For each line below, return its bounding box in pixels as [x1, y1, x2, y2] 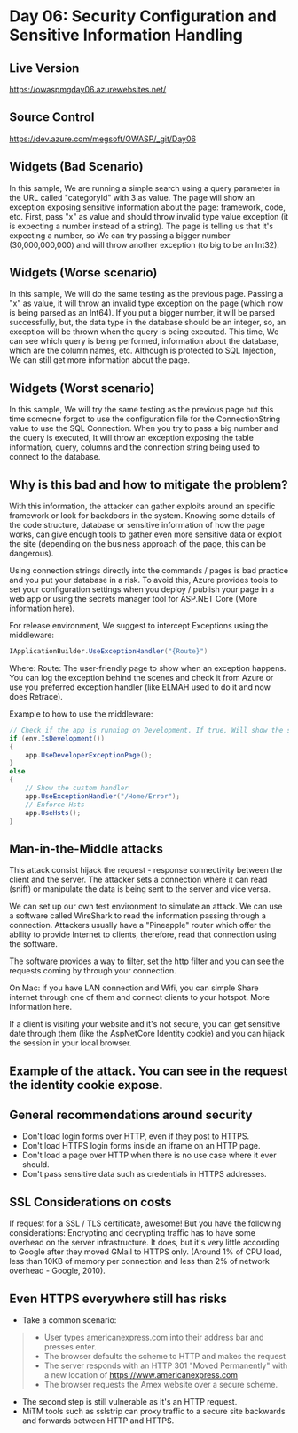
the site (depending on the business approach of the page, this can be [9, 539, 266, 549]
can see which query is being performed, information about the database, [9, 336, 279, 347]
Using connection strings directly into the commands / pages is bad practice [9, 565, 289, 576]
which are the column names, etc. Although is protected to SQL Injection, [9, 345, 277, 356]
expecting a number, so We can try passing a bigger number [9, 229, 231, 241]
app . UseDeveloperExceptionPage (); [25, 750, 153, 759]
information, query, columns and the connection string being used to [9, 442, 260, 452]
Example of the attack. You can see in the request [9, 1063, 288, 1078]
